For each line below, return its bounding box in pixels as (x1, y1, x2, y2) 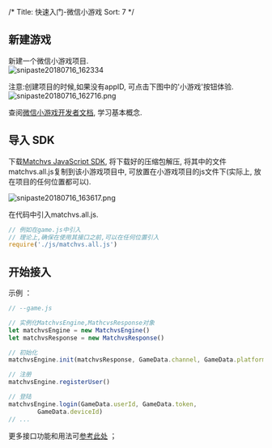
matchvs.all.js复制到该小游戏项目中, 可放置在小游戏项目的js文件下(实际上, (8, 167, 253, 176)
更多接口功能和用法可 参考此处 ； (8, 431, 117, 441)
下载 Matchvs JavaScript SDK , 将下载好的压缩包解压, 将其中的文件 (8, 156, 227, 166)
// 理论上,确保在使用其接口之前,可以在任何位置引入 (8, 233, 159, 241)
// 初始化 (8, 349, 38, 357)
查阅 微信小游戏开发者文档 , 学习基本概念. (8, 108, 143, 117)
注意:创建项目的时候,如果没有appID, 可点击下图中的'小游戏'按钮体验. (8, 82, 234, 91)
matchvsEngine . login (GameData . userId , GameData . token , (8, 399, 198, 408)
